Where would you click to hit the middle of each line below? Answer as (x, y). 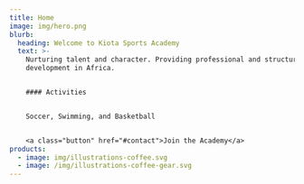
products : (28, 149)
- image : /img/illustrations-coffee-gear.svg (105, 166)
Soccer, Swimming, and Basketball (90, 116)
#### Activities (57, 92)
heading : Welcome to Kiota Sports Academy (99, 43)
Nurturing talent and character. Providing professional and (143, 60)
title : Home (32, 18)
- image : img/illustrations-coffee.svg (93, 157)
